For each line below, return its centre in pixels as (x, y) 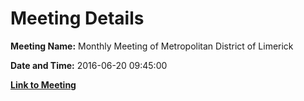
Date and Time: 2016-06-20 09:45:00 (89, 65)
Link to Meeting (43, 84)
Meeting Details (77, 18)
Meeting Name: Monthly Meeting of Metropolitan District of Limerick (152, 46)
